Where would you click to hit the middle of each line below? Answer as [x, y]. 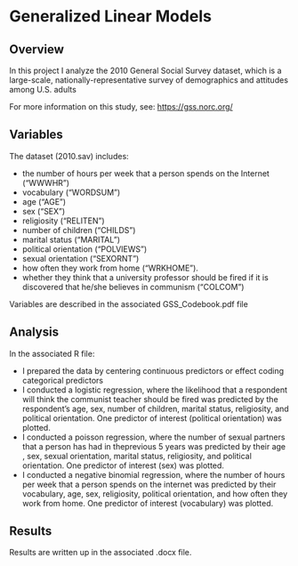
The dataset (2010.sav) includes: [69, 156]
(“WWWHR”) [45, 182]
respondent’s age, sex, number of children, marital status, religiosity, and [155, 408]
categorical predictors [63, 380]
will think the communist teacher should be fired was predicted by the [150, 399]
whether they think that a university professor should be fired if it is [145, 277]
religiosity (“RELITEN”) [63, 221]
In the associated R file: [52, 353]
